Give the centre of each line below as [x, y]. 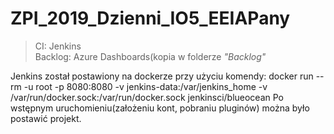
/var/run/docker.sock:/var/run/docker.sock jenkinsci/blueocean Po [147, 97]
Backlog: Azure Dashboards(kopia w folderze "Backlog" [150, 56]
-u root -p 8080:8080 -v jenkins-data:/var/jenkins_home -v [145, 86]
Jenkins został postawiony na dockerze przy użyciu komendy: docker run [162, 76]
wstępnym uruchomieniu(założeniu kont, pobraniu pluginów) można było [160, 108]
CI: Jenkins [58, 46]
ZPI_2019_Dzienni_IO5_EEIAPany [150, 18]
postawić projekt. [46, 118]
